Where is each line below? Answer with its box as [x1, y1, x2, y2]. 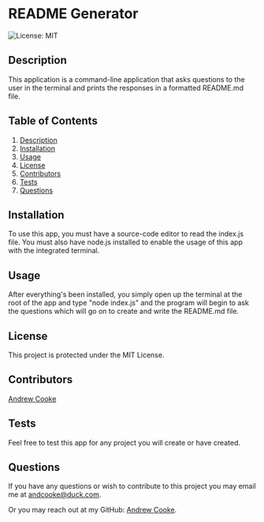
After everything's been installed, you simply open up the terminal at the [8, 289, 243, 300]
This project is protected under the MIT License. [8, 350, 165, 360]
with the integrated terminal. [8, 246, 100, 255]
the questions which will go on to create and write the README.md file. [8, 307, 239, 316]
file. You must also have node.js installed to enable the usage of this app [8, 237, 243, 247]
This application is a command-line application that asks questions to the [8, 74, 246, 84]
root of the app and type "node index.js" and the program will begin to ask [8, 298, 250, 308]
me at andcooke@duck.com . [8, 490, 102, 499]
